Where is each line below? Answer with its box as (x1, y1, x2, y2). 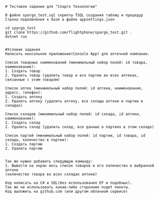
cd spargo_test (5, 26, 36, 30)
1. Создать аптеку (5, 94, 43, 99)
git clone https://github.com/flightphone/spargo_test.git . (5, 30, 133, 35)
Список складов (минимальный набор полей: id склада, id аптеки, (5, 112, 141, 116)
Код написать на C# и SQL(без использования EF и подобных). (5, 180, 133, 185)
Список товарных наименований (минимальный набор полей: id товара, (5, 60, 148, 65)
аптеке (5, 168, 19, 172)
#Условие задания (5, 47, 41, 52)
